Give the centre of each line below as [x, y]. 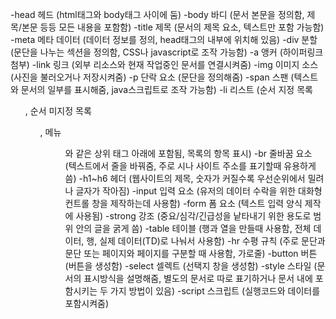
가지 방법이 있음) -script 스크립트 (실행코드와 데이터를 [215, 291]
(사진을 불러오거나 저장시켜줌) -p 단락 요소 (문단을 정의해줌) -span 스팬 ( [152, 77]
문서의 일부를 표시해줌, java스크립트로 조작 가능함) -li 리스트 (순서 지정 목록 [166, 89]
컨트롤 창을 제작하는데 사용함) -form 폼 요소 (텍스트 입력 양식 [183, 203]
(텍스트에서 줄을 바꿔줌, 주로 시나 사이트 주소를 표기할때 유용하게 [190, 166]
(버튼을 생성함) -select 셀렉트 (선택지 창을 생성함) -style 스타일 [188, 266]
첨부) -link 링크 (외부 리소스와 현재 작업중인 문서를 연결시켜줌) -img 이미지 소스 [164, 64]
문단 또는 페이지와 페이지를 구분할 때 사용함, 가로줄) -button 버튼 [191, 253]
